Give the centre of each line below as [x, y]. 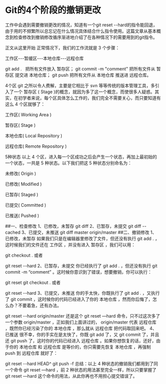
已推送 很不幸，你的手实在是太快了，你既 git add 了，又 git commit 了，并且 [82, 334]
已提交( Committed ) [26, 205]
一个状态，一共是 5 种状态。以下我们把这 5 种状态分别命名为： [69, 163]
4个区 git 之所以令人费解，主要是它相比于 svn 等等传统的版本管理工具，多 [80, 85]
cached [13, 232]
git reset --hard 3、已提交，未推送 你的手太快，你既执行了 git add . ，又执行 [83, 293]
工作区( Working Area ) [28, 114]
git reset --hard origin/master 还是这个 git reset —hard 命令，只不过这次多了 [83, 316]
